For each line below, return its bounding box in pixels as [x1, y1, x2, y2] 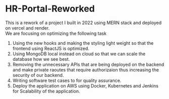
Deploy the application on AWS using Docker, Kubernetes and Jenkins [12, 82, 159, 88]
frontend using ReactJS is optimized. [12, 45, 89, 51]
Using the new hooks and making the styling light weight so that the [12, 40, 154, 46]
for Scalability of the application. [12, 88, 80, 94]
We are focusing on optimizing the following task [5, 30, 107, 36]
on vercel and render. [5, 25, 50, 31]
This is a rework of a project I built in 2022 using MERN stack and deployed [5, 20, 162, 26]
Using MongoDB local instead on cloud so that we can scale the [12, 51, 146, 57]
